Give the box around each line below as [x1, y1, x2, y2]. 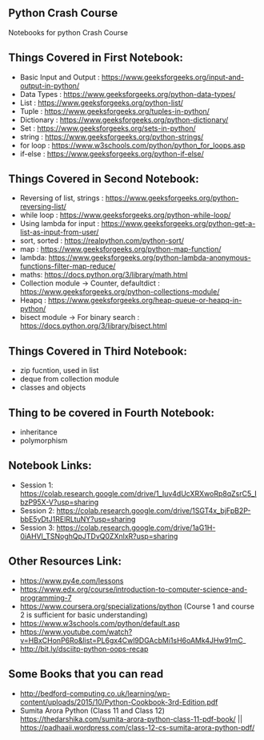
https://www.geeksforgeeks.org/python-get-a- [101, 219, 256, 228]
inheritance [19, 427, 58, 437]
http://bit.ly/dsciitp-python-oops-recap [19, 644, 149, 653]
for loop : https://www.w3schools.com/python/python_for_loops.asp [19, 140, 246, 150]
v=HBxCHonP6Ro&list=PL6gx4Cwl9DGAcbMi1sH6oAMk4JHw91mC [19, 635, 243, 645]
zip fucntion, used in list [19, 366, 99, 375]
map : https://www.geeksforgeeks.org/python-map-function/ [19, 245, 222, 254]
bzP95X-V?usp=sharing [19, 497, 99, 507]
